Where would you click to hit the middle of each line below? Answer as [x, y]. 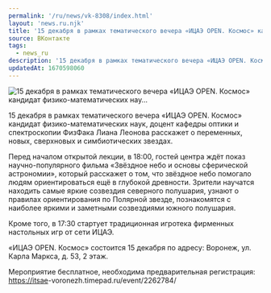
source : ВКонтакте [39, 38]
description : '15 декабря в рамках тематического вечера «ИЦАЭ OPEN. [128, 61]
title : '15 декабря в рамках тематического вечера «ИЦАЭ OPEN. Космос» [131, 31]
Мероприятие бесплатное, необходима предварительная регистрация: [132, 271]
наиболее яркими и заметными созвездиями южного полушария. [122, 208]
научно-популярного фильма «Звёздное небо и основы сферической [128, 165]
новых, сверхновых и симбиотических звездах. [91, 141]
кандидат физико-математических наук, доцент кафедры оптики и [124, 124]
